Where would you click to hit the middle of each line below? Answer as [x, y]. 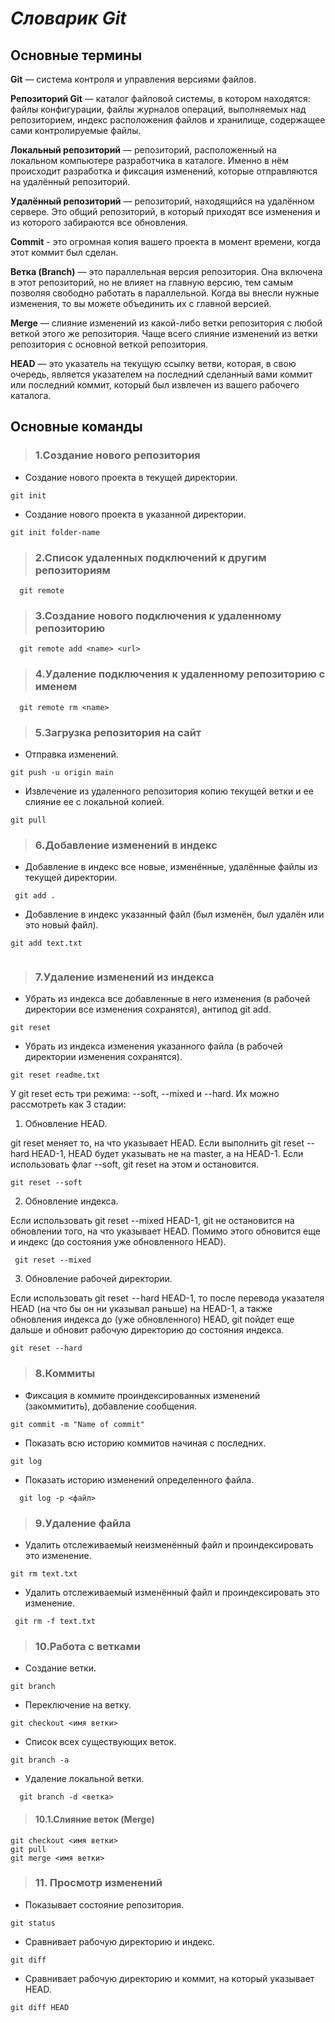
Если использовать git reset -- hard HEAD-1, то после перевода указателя [167, 1298]
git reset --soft [46, 1183]
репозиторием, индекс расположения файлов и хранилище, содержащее [168, 120]
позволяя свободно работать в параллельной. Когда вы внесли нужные [165, 293]
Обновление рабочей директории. [98, 1279]
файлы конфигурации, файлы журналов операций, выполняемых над [158, 109]
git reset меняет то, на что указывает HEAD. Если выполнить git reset [157, 1143]
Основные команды [76, 427]
